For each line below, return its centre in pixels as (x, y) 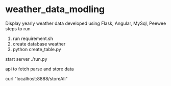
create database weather (39, 44)
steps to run (18, 28)
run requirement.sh (33, 38)
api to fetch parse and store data (40, 69)
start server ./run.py (26, 59)
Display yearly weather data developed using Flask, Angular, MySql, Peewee (86, 23)
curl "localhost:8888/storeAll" (36, 78)
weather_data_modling (55, 9)
